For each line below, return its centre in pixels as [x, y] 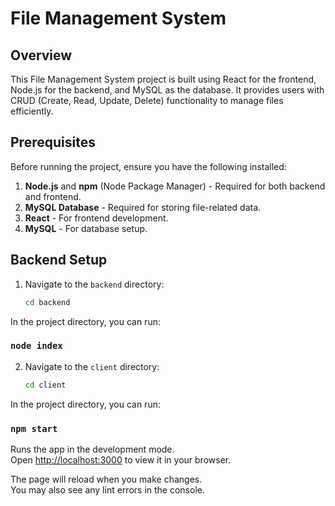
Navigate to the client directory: [92, 366]
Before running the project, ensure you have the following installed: [148, 166]
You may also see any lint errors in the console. [107, 489]
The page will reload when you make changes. [106, 479]
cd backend [47, 302]
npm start [34, 428]
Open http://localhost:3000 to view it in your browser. [121, 459]
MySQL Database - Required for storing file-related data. [143, 207]
